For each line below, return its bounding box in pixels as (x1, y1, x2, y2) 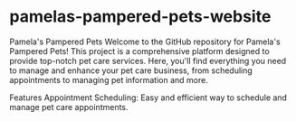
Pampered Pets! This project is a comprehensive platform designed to (9, 45, 270, 56)
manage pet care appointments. (9, 101, 129, 112)
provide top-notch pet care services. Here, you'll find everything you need (9, 55, 287, 66)
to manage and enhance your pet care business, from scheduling (9, 65, 253, 76)
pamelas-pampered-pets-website (9, 6, 272, 27)
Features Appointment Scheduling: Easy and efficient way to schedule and (9, 92, 288, 103)
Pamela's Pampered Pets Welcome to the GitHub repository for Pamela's (9, 36, 281, 47)
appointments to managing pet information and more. (9, 74, 208, 85)
